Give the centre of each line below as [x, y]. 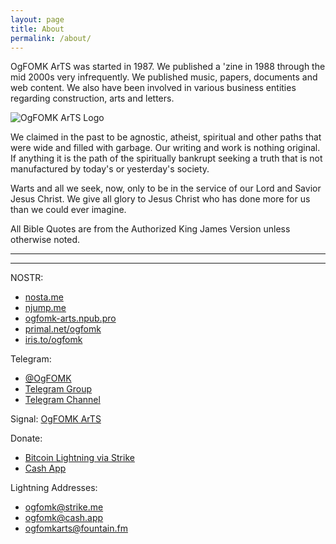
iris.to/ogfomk [53, 340]
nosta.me [44, 297]
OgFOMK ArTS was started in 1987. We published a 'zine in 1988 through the [168, 67]
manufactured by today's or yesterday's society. [110, 169]
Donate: [26, 438]
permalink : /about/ [51, 38]
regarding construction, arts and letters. [92, 98]
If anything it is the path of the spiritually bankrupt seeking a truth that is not [166, 158]
